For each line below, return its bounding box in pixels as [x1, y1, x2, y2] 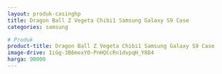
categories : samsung [7, 23, 69, 30]
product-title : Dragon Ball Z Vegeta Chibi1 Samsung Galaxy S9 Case [7, 43, 215, 50]
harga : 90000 [7, 56, 46, 63]
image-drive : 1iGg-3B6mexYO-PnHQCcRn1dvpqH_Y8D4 [7, 49, 154, 56]
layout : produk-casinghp [7, 10, 81, 18]
